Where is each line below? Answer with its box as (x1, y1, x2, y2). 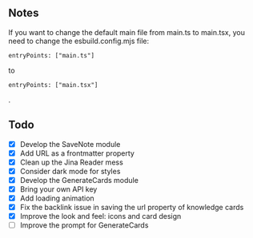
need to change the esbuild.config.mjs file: (8, 36, 150, 46)
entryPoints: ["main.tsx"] (8, 81, 98, 89)
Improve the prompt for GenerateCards (19, 220, 149, 230)
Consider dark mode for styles (19, 166, 121, 176)
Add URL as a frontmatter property (19, 148, 135, 158)
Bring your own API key (19, 184, 98, 194)
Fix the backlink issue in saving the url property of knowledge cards (19, 203, 244, 212)
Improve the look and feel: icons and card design (19, 212, 182, 221)
